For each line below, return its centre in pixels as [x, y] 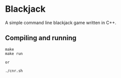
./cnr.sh [14, 71]
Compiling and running [41, 38]
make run [14, 53]
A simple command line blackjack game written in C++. [61, 23]
